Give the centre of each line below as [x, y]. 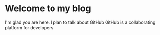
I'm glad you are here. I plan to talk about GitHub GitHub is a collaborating [80, 22]
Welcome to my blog [48, 9]
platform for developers [29, 27]
